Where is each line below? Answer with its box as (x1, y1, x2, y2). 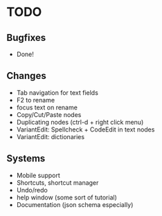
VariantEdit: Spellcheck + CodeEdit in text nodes (16, 125, 155, 134)
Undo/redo (16, 186, 48, 194)
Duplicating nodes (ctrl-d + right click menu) (16, 118, 144, 126)
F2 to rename (16, 96, 55, 104)
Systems (6, 153, 46, 165)
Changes (6, 70, 46, 82)
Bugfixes (6, 32, 46, 44)
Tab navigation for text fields (16, 88, 98, 97)
